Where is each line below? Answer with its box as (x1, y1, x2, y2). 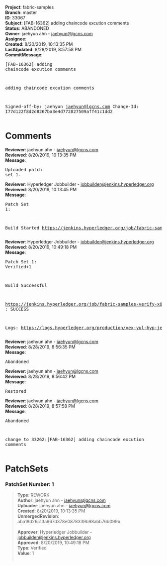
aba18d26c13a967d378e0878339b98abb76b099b (17, 519, 121, 525)
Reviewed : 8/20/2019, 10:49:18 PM (5, 244, 77, 250)
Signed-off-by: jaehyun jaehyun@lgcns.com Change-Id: (5, 104, 139, 109)
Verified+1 (5, 264, 32, 269)
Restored (5, 388, 26, 394)
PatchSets (5, 463, 49, 474)
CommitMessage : (5, 52, 43, 58)
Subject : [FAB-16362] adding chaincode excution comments (5, 20, 129, 26)
